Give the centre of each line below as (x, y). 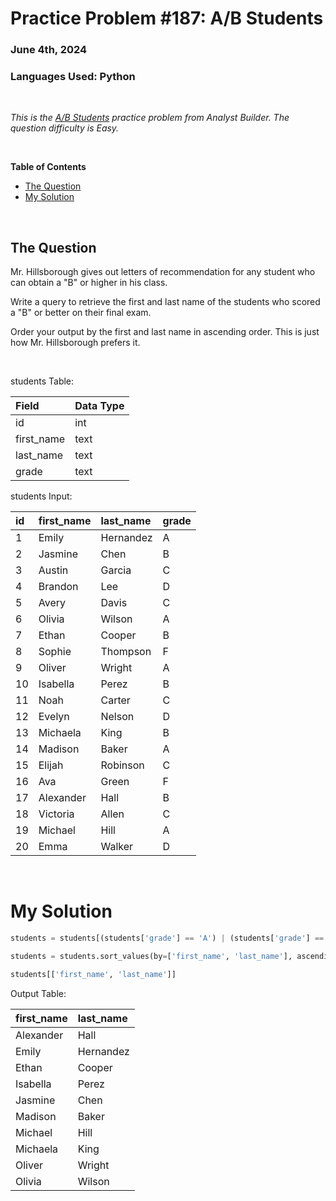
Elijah (51, 765)
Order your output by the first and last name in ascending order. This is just (165, 332)
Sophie (55, 652)
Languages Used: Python (73, 77)
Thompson (126, 652)
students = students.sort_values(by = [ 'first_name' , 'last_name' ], (151, 957)
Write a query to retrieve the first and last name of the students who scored (165, 302)
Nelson (117, 717)
